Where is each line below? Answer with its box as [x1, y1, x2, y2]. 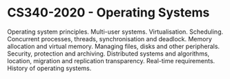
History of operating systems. [7, 64, 92, 72]
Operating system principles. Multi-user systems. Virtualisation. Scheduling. [7, 27, 223, 36]
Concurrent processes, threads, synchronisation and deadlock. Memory [7, 34, 213, 43]
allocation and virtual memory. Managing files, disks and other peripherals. [7, 42, 220, 50]
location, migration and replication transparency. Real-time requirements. [7, 56, 215, 65]
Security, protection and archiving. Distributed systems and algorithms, [7, 49, 210, 58]
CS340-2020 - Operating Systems [7, 5, 210, 21]
